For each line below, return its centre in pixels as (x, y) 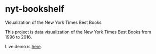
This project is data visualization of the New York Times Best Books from (78, 32)
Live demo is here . (24, 46)
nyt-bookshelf (35, 9)
